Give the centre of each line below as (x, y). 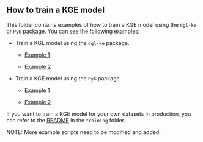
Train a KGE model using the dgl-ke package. (72, 43)
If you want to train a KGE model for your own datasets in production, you (99, 114)
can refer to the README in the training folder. (66, 120)
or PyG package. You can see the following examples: (73, 31)
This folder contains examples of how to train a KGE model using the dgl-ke (102, 24)
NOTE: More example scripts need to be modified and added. (83, 132)
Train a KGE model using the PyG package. (68, 78)
